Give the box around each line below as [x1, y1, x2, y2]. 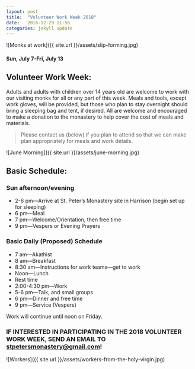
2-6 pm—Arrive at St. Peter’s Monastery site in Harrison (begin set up [14, 197, 185, 205]
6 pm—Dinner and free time [14, 295, 83, 302]
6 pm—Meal [14, 210, 45, 217]
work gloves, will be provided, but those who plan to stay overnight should [6, 100, 188, 107]
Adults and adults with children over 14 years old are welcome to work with [6, 88, 190, 95]
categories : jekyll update [6, 25, 73, 31]
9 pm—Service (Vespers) [14, 301, 77, 308]
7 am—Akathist [14, 250, 52, 258]
